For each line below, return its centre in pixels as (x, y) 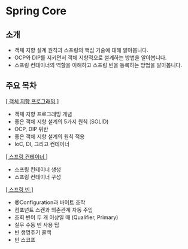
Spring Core (36, 11)
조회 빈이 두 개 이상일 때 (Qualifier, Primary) (66, 217)
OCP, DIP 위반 (31, 129)
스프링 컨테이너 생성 (37, 169)
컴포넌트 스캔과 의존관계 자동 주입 (54, 209)
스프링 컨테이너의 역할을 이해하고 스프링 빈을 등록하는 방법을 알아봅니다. (98, 65)
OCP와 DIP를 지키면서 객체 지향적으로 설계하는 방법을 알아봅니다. (90, 57)
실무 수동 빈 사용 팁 (37, 224)
